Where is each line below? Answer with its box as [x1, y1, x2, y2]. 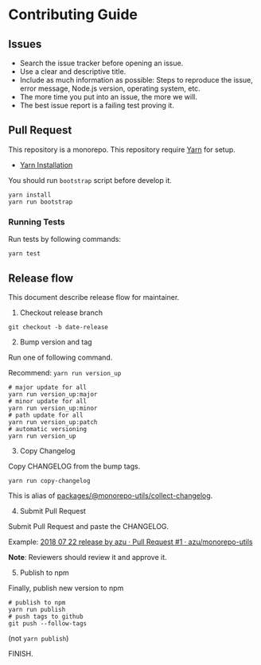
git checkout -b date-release [8, 323, 109, 331]
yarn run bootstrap [8, 197, 73, 206]
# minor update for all [8, 397, 88, 405]
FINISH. [8, 648, 33, 658]
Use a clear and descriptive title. [19, 67, 127, 76]
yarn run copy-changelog [8, 476, 91, 484]
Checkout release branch [19, 308, 103, 317]
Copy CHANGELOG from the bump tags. [8, 461, 141, 471]
